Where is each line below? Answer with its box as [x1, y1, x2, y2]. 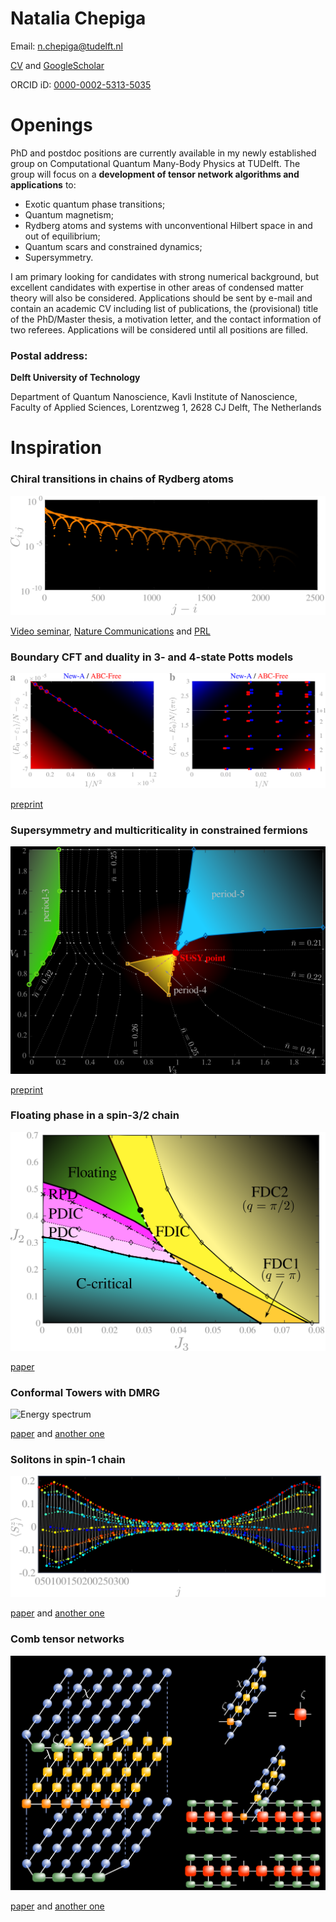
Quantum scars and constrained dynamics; [24, 240, 203, 252]
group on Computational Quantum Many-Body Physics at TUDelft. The [10, 157, 301, 169]
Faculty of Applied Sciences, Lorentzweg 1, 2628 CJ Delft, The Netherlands [10, 402, 322, 414]
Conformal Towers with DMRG [10, 1385, 161, 1399]
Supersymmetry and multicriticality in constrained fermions [10, 823, 308, 837]
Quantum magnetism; [24, 208, 114, 221]
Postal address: [10, 348, 88, 362]
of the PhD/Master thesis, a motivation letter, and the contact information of [10, 313, 322, 325]
